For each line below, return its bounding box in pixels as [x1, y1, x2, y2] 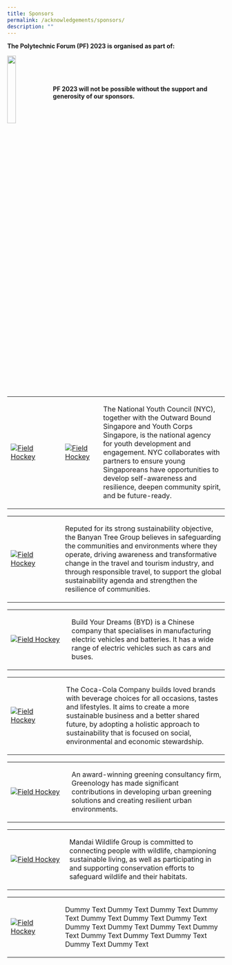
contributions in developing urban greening [71, 787, 212, 797]
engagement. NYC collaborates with [103, 448, 220, 457]
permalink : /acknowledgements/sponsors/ [7, 17, 126, 24]
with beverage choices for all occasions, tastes [66, 693, 219, 703]
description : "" [7, 23, 54, 30]
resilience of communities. [65, 585, 151, 594]
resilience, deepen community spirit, [103, 482, 221, 492]
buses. [71, 652, 93, 662]
